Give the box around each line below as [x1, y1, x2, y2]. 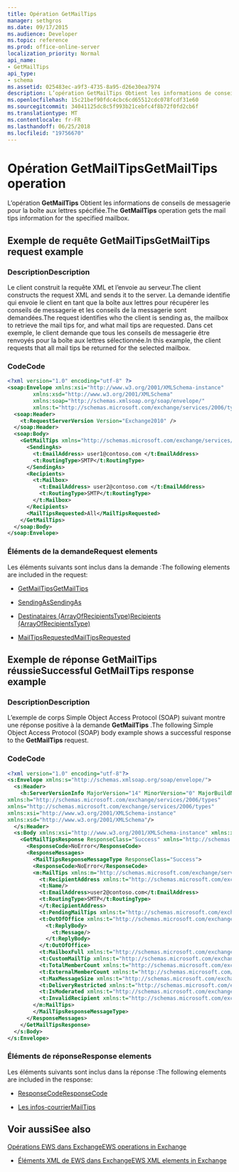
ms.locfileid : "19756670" [7, 130, 84, 137]
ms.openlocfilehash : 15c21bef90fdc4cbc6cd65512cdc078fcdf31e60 [7, 97, 199, 104]
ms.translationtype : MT [7, 110, 78, 117]
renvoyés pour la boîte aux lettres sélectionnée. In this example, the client [7, 336, 221, 344]
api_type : [7, 70, 37, 77]
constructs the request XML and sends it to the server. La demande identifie [7, 291, 230, 299]
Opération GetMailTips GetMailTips [7, 160, 218, 176]
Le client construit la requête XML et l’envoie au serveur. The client [7, 283, 201, 292]
